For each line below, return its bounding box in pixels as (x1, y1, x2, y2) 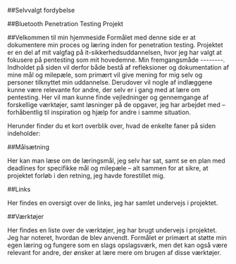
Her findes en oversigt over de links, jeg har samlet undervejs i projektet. (7, 199, 218, 207)
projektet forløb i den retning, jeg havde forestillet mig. (7, 172, 166, 180)
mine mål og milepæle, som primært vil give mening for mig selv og (7, 70, 203, 79)
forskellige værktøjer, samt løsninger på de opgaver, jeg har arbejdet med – (7, 101, 225, 108)
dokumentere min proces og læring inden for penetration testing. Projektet (7, 41, 223, 49)
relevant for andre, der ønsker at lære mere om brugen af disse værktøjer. (7, 249, 222, 256)
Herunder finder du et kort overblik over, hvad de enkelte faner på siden (7, 122, 216, 130)
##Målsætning (7, 143, 49, 151)
